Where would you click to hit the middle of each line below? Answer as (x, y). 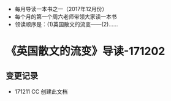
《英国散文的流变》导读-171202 (85, 51)
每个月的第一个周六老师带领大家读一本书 (66, 17)
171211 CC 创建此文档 (41, 92)
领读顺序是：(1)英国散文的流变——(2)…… (66, 24)
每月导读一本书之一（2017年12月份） (61, 9)
